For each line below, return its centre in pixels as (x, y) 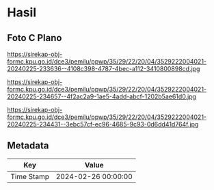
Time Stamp (30, 176)
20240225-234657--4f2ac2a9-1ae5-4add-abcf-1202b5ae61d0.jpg (102, 96)
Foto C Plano (35, 38)
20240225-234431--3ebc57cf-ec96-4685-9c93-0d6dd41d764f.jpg (103, 124)
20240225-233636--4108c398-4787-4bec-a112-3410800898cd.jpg (104, 69)
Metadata (28, 146)
